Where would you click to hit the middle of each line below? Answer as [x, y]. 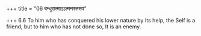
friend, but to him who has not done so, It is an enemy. [74, 27]
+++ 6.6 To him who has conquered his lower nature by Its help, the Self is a [101, 20]
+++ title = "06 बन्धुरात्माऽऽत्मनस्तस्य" [46, 9]
